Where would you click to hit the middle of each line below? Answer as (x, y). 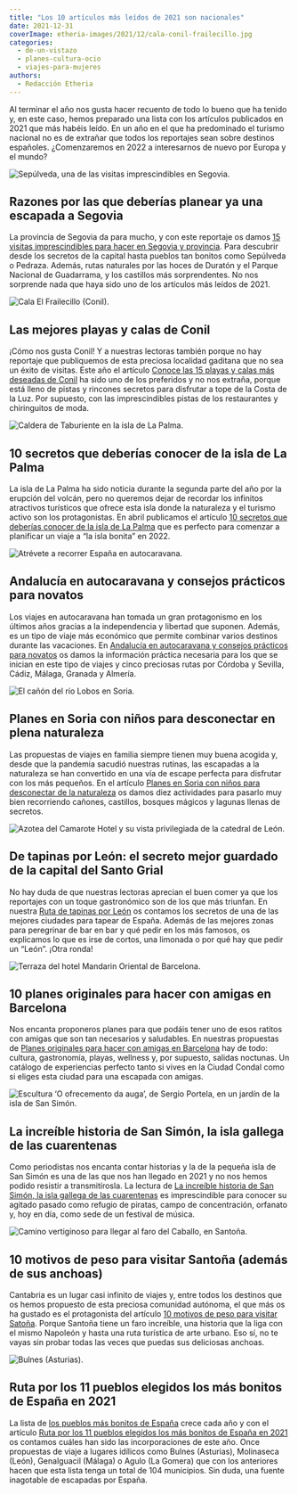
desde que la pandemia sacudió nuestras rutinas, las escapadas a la (134, 764)
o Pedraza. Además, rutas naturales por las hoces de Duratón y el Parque (144, 266)
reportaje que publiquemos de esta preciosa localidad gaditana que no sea (146, 361)
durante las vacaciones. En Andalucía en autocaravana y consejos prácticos (149, 645)
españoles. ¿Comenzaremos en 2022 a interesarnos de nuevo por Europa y (148, 147)
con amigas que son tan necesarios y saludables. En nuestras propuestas (144, 1038)
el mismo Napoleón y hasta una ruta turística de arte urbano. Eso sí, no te (144, 1333)
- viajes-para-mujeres (59, 68)
